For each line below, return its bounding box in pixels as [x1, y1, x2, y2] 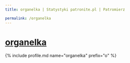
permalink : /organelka [5, 16, 51, 21]
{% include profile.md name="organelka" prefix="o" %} [5, 53, 117, 59]
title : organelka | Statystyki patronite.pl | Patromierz [5, 7, 125, 12]
